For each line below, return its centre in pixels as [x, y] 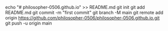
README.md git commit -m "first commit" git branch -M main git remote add [84, 12]
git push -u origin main [29, 23]
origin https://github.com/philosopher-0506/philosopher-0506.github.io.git [82, 18]
